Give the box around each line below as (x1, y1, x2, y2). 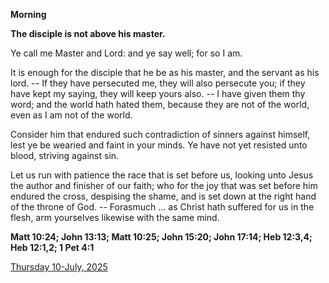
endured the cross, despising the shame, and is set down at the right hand (10, 190, 317, 202)
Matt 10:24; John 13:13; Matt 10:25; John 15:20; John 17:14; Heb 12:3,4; (10, 231, 313, 243)
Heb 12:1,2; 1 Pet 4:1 (10, 242, 95, 253)
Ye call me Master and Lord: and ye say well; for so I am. (10, 47, 243, 59)
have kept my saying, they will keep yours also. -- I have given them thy (10, 88, 306, 99)
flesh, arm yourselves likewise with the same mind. (10, 212, 220, 223)
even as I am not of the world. (10, 109, 133, 121)
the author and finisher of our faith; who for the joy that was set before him (10, 180, 318, 191)
